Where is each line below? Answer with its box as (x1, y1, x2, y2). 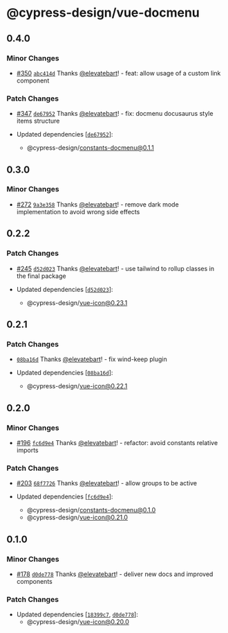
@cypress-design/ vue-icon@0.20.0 (26, 618, 129, 626)
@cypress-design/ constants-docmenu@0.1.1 (26, 144, 155, 152)
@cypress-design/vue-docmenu (6, 5, 200, 21)
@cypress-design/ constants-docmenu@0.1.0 (26, 506, 156, 514)
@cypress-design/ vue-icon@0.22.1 (26, 382, 128, 390)
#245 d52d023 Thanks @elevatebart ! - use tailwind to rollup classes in (16, 264, 215, 272)
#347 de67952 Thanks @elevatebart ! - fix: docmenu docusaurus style (16, 110, 213, 118)
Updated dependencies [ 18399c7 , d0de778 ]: (16, 610, 139, 618)
